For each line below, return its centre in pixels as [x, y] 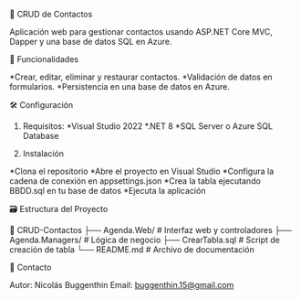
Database [41, 136]
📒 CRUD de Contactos [51, 14]
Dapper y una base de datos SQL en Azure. [91, 42]
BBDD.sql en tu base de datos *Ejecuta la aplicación [108, 191]
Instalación [43, 154]
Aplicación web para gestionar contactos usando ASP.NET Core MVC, [141, 32]
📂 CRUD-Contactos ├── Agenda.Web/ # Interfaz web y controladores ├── [150, 230]
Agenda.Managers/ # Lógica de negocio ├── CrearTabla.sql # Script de [145, 240]
